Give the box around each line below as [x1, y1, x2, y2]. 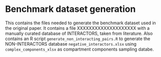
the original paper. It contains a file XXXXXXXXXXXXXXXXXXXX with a [5, 25, 150, 31]
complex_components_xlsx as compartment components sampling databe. [5, 46, 154, 52]
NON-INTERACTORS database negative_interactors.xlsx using [5, 41, 137, 47]
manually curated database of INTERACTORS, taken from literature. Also [5, 30, 153, 36]
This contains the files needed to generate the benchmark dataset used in [5, 20, 156, 26]
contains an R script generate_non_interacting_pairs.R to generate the [5, 36, 151, 42]
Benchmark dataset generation [5, 3, 136, 15]
